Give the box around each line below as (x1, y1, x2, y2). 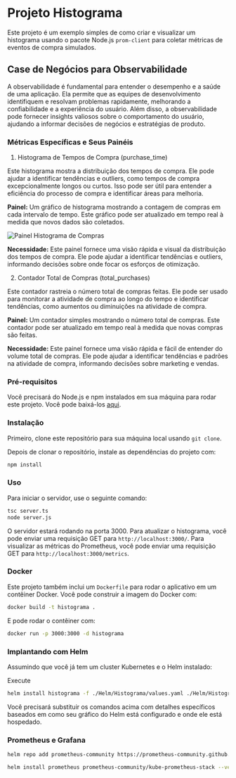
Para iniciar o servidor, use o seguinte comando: (7, 494, 147, 502)
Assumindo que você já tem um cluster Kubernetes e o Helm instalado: (7, 663, 213, 671)
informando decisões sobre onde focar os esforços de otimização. (7, 260, 200, 269)
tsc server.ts (7, 507, 49, 514)
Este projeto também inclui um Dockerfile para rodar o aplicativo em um (7, 582, 217, 591)
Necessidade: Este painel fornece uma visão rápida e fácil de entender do (7, 345, 223, 353)
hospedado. (7, 718, 42, 726)
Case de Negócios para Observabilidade (7, 63, 188, 75)
